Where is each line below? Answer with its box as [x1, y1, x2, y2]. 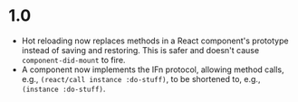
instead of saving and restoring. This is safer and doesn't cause [21, 44, 260, 55]
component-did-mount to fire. [21, 54, 126, 65]
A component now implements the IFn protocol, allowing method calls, [21, 64, 284, 75]
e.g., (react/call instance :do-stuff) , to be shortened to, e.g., [21, 73, 261, 84]
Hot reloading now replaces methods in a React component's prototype [21, 35, 289, 46]
